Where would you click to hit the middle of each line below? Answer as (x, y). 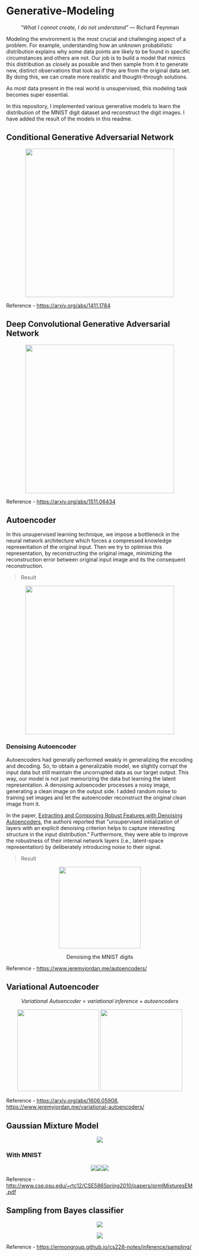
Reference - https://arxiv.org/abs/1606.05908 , (63, 1101)
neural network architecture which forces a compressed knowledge (89, 541)
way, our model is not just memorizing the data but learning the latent (91, 778)
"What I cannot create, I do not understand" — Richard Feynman (100, 27)
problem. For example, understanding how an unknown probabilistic (89, 45)
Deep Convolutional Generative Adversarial (88, 324)
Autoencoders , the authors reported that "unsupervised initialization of (93, 822)
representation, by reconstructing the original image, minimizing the (89, 553)
